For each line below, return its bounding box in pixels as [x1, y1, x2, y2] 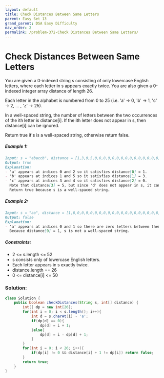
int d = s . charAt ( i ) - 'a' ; [31, 314, 89, 319]
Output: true [5, 160, 32, 165]
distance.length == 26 [12, 267, 57, 273]
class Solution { [5, 296, 41, 301]
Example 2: [5, 198, 28, 204]
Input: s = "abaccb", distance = [5, 155, 73, 161]
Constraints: [5, 239, 31, 245]
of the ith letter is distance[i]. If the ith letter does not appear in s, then [5, 117, 146, 123]
